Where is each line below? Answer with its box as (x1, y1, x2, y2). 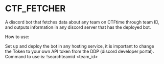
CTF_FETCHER (5, 3, 66, 14)
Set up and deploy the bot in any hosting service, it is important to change (5, 43, 154, 49)
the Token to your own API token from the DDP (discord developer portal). (5, 48, 154, 54)
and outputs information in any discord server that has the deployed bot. (5, 24, 151, 30)
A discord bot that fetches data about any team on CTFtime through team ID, (5, 19, 160, 25)
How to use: (5, 34, 29, 40)
